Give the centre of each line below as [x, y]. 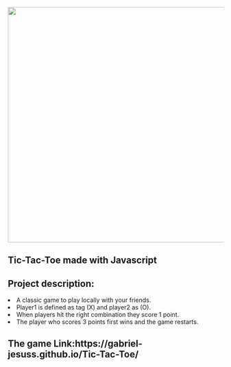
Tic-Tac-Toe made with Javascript [82, 261]
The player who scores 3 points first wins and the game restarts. [108, 322]
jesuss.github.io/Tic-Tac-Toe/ [73, 354]
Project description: [51, 283]
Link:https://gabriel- [98, 343]
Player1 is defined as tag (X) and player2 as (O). [84, 307]
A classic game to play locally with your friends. [84, 300]
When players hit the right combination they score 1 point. [98, 315]
